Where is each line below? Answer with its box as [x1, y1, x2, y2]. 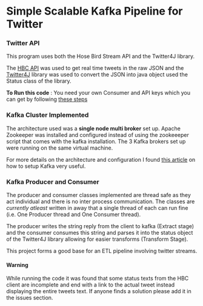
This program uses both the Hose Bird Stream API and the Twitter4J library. [6, 53, 195, 60]
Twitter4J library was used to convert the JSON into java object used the [6, 71, 188, 78]
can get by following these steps [6, 96, 88, 103]
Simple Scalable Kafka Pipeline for [6, 4, 183, 18]
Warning [6, 261, 28, 268]
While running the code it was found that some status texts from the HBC [6, 275, 189, 282]
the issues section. [6, 294, 53, 302]
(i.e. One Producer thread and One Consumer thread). [6, 211, 141, 218]
